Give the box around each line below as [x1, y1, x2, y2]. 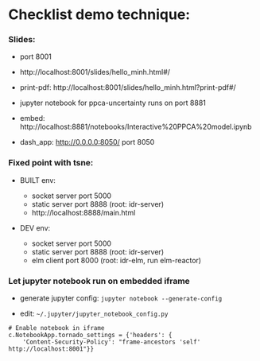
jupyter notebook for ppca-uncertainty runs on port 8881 [19, 98, 207, 108]
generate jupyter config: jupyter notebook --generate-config [19, 293, 223, 303]
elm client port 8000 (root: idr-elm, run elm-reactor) [31, 255, 201, 265]
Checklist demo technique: [8, 6, 191, 24]
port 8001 [19, 52, 52, 61]
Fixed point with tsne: [8, 157, 94, 169]
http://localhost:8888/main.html [31, 208, 136, 217]
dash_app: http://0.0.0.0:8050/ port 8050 [19, 138, 155, 147]
